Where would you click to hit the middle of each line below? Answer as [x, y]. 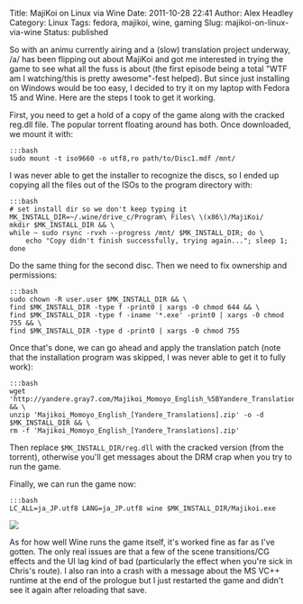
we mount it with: [41, 134]
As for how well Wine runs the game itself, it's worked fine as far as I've [142, 542]
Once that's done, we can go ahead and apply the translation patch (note [145, 348]
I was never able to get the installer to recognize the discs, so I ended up [144, 175]
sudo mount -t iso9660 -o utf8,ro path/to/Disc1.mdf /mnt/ [123, 159]
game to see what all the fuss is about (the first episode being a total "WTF [148, 69]
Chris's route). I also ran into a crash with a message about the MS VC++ [145, 571]
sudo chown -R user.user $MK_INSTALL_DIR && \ [98, 299]
